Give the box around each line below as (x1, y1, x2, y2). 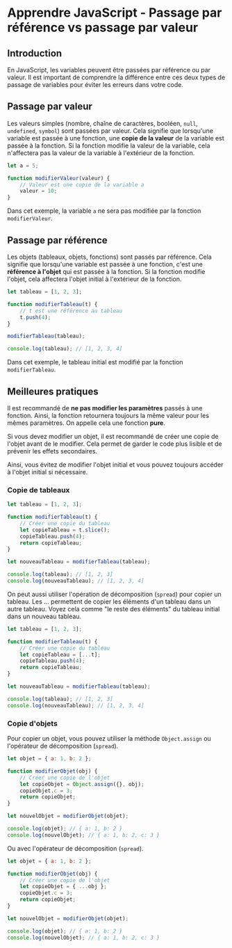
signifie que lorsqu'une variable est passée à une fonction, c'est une (7, 260, 203, 268)
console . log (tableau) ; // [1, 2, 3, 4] (7, 346, 123, 353)
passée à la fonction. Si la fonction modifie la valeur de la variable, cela (7, 141, 210, 150)
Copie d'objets (7, 718, 58, 728)
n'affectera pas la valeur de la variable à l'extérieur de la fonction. (7, 148, 195, 157)
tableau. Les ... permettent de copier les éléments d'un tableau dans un (7, 597, 212, 606)
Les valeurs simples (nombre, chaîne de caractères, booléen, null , (7, 119, 198, 127)
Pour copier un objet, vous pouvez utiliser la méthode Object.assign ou (7, 734, 212, 743)
